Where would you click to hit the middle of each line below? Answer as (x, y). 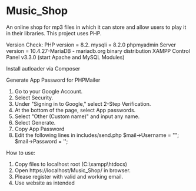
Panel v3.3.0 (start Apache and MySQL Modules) (65, 57)
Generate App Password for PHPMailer (53, 80)
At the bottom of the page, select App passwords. (75, 110)
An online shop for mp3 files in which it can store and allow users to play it (96, 27)
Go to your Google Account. (49, 91)
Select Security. (34, 98)
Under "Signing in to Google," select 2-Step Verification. (83, 103)
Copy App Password (39, 129)
